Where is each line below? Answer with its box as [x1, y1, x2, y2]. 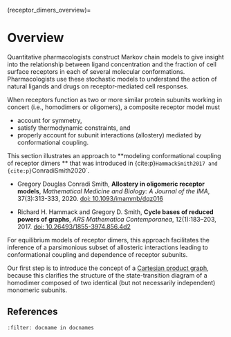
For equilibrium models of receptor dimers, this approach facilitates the [7, 235, 210, 244]
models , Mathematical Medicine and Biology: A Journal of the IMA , [17, 186, 210, 195]
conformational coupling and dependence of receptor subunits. [7, 250, 188, 258]
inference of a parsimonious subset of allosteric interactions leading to [7, 243, 209, 251]
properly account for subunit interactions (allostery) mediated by [17, 131, 202, 139]
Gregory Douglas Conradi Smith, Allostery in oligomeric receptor [17, 180, 205, 188]
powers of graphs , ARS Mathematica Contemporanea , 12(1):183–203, [17, 215, 216, 223]
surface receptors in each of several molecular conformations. [7, 67, 185, 75]
